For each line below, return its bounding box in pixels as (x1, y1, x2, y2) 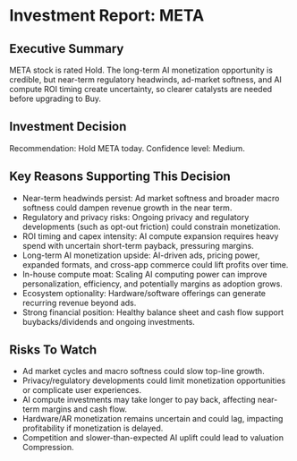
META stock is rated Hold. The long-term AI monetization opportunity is (9, 64, 273, 75)
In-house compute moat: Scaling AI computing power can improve (21, 269, 267, 279)
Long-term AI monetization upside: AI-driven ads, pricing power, (21, 250, 260, 260)
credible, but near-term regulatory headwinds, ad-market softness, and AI (9, 74, 282, 85)
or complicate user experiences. (21, 385, 142, 396)
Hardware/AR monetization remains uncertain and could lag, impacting (21, 414, 284, 424)
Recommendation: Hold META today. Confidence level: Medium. (9, 142, 246, 153)
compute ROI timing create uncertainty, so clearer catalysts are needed (9, 84, 273, 94)
